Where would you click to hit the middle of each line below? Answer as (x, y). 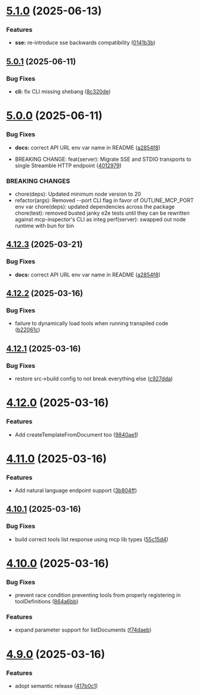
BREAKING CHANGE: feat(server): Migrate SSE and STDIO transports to (103, 159)
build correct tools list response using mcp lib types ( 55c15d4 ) (92, 539)
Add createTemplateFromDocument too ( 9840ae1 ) (76, 434)
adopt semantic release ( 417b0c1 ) (56, 685)
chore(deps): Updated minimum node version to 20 (78, 194)
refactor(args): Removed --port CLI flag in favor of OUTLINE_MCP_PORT (104, 200)
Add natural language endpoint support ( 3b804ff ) (76, 490)
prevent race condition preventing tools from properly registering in (98, 595)
